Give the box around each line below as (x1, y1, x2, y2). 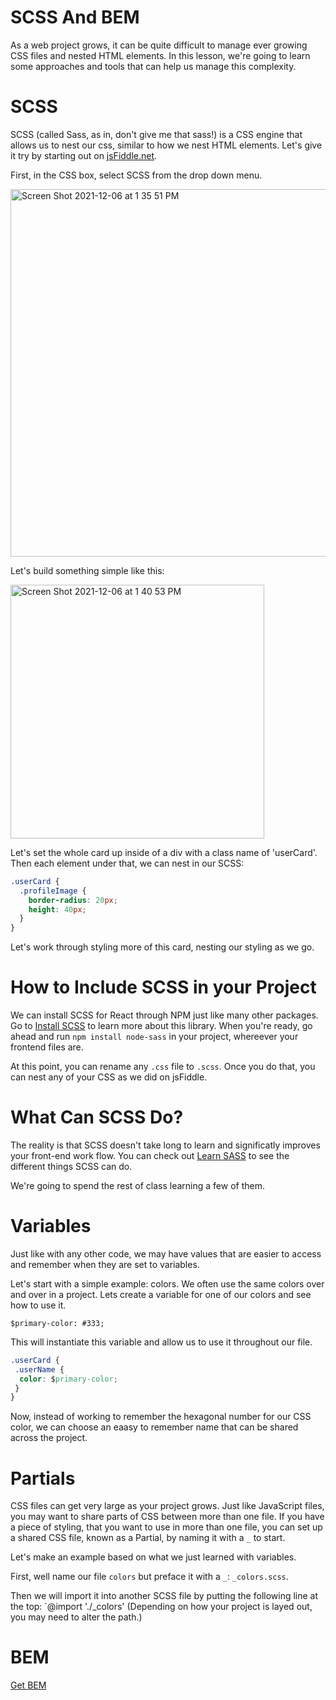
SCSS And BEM (10, 6, 140, 29)
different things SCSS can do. (10, 1161, 133, 1172)
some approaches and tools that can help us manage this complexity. (10, 60, 297, 72)
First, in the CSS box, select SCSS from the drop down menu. (10, 169, 263, 181)
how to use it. (10, 1299, 67, 1311)
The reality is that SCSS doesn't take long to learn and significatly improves (10, 1139, 321, 1151)
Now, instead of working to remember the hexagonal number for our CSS (10, 1411, 312, 1423)
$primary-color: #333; (10, 1318, 105, 1328)
